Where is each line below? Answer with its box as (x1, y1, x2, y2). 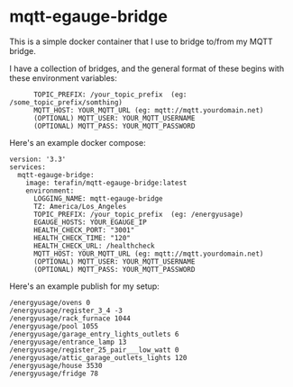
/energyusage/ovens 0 (9, 298, 91, 307)
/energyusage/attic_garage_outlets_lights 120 (9, 353, 188, 362)
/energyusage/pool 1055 (9, 321, 99, 330)
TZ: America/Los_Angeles (32, 202, 127, 211)
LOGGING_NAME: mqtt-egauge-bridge (32, 193, 164, 203)
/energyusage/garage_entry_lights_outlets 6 (9, 329, 179, 338)
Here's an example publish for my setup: (9, 281, 160, 292)
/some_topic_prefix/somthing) (9, 97, 124, 107)
